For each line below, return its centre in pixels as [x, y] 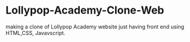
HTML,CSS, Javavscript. [35, 33]
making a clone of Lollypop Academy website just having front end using [95, 27]
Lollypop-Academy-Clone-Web [85, 10]
